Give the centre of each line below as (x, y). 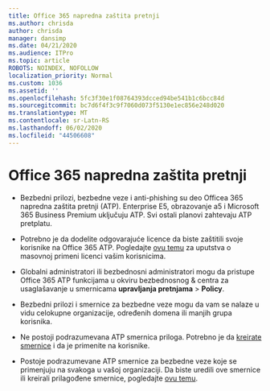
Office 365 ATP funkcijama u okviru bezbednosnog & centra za (124, 280)
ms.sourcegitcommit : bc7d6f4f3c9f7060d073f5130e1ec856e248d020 (117, 105)
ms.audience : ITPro (41, 53)
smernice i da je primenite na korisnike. (85, 345)
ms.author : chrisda (41, 23)
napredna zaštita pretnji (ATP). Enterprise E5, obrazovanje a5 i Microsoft (139, 206)
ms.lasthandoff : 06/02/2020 (55, 128)
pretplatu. (36, 223)
